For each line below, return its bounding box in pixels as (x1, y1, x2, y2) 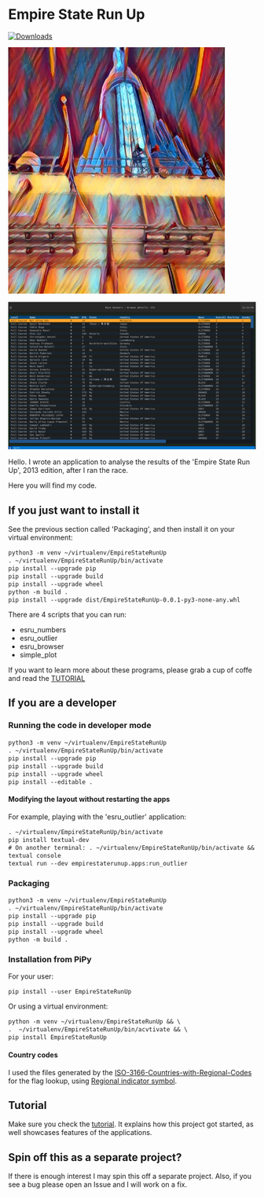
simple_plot (19, 650, 57, 659)
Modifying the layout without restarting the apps (8, 795, 170, 804)
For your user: (8, 972, 53, 981)
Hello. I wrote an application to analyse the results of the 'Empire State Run (8, 457, 251, 467)
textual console (8, 851, 61, 859)
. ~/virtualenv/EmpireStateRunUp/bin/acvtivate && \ (8, 1026, 189, 1034)
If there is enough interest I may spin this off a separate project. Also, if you (8, 1172, 252, 1181)
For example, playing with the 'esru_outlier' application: (8, 811, 187, 822)
